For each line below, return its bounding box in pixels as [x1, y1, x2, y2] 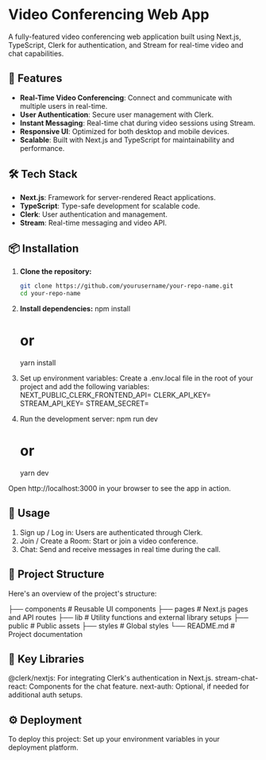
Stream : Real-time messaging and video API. [19, 218, 168, 227]
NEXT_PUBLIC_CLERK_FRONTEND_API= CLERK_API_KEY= [19, 391, 212, 400]
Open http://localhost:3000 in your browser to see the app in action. [8, 484, 232, 493]
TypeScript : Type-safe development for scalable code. [19, 201, 201, 210]
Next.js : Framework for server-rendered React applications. [19, 192, 216, 202]
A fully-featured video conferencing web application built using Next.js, [8, 32, 241, 41]
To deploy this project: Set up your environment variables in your [8, 735, 220, 744]
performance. [19, 143, 65, 152]
